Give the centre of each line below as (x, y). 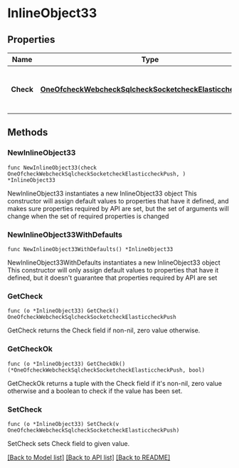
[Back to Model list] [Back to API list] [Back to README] (89, 457)
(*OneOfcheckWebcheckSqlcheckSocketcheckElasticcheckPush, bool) (106, 370)
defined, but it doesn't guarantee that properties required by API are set (112, 278)
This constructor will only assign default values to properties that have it (113, 270)
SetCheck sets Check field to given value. (69, 443)
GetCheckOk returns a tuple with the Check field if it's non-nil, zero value (115, 383)
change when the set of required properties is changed (88, 216)
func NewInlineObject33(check (52, 168)
